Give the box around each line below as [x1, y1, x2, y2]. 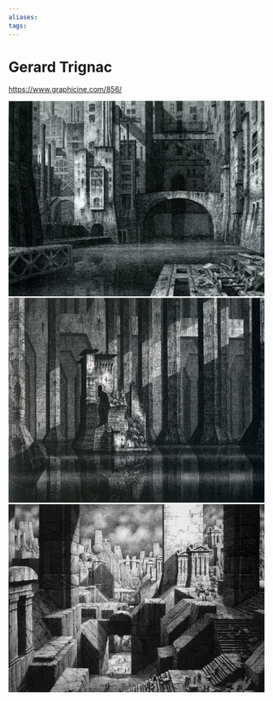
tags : [8, 21, 27, 30]
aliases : [8, 13, 38, 21]
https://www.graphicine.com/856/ [8, 85, 123, 94]
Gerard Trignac [8, 58, 113, 76]
